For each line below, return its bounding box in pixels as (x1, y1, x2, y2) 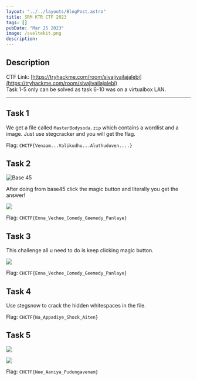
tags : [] (6, 19, 28, 25)
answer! (6, 192, 26, 199)
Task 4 (6, 286, 31, 296)
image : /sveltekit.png (6, 31, 62, 36)
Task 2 (6, 159, 31, 169)
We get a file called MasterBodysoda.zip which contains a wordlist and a (6, 124, 179, 131)
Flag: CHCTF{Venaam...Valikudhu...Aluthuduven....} (6, 142, 133, 149)
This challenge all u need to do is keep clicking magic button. (6, 247, 154, 254)
